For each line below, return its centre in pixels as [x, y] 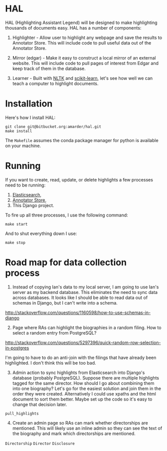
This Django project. [33, 205]
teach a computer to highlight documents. [55, 83]
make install [19, 131]
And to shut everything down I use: [41, 233]
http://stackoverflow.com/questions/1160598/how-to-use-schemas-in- [78, 312]
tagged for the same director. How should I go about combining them [83, 383]
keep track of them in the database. [49, 68]
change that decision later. [40, 404]
